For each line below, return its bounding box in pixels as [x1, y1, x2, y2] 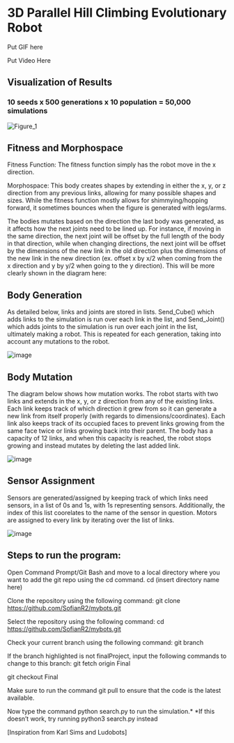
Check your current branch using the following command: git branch [7, 638, 204, 646]
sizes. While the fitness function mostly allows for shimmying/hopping [7, 197, 208, 205]
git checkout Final [7, 673, 58, 681]
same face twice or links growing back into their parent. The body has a [7, 427, 214, 435]
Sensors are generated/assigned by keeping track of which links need [7, 493, 208, 502]
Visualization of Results [7, 77, 113, 89]
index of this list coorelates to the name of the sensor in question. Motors [7, 508, 217, 516]
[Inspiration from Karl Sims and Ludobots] [7, 728, 127, 736]
